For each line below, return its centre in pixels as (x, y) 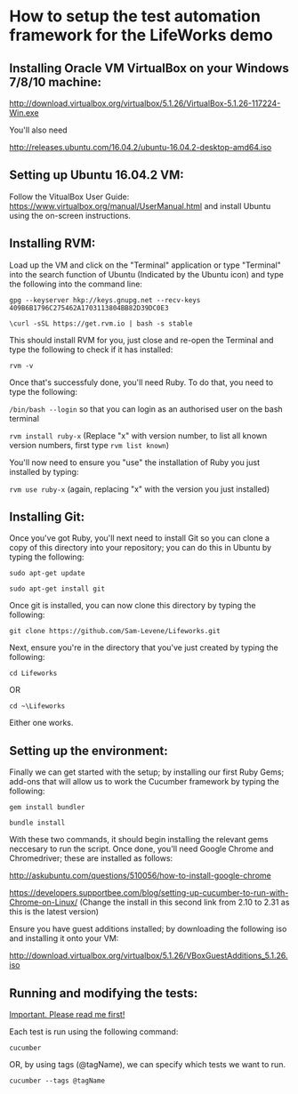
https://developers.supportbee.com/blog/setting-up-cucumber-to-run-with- (149, 893)
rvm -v (21, 366)
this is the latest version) (54, 912)
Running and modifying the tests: (104, 993)
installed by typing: (44, 471)
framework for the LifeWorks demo (141, 35)
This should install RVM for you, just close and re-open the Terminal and (141, 340)
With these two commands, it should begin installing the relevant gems (139, 840)
